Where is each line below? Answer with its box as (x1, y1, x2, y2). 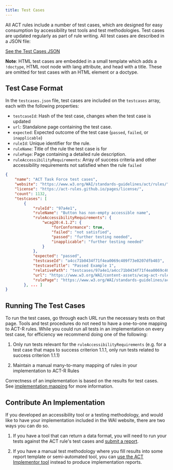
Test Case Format (5, 84, 63, 93)
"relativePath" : (32, 268, 68, 273)
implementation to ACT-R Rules (12, 368, 80, 374)
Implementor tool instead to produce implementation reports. (12, 459, 143, 465)
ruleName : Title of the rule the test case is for (12, 146, 107, 152)
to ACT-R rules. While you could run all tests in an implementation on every (5, 326, 164, 332)
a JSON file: (5, 38, 31, 44)
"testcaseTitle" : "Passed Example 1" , (32, 263, 116, 268)
